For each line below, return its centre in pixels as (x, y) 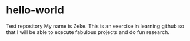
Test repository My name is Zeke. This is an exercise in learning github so (95, 26)
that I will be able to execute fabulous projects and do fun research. (88, 32)
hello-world (35, 10)
